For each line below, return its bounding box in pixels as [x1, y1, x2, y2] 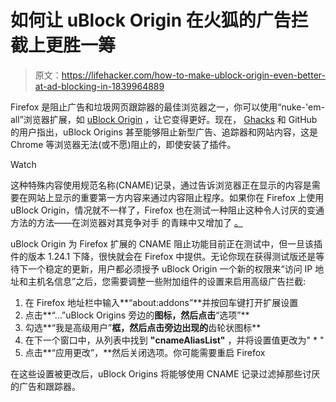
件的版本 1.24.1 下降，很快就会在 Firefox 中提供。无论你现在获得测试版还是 [10, 250, 317, 262]
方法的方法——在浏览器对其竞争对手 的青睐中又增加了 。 [10, 216, 243, 228]
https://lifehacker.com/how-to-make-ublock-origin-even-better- [61, 69, 326, 81]
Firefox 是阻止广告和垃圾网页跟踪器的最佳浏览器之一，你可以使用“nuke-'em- [10, 101, 325, 113]
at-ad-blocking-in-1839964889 [34, 80, 165, 92]
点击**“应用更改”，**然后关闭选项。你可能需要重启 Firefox [24, 346, 266, 358]
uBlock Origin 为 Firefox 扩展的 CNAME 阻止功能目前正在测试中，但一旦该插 [10, 237, 323, 250]
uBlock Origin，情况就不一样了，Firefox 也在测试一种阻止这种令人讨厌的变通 [10, 204, 325, 216]
